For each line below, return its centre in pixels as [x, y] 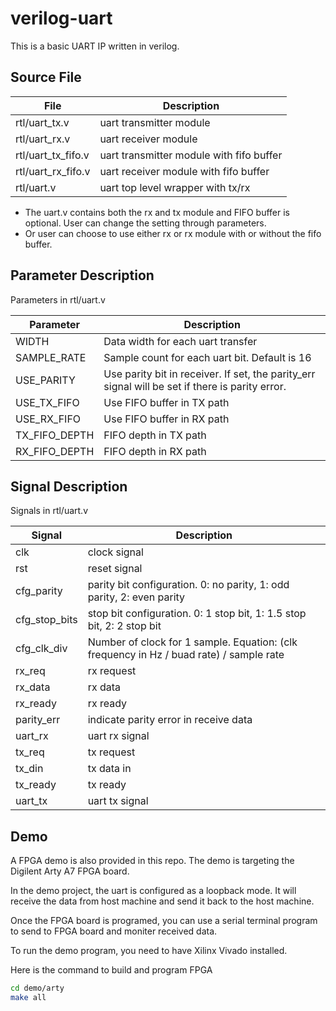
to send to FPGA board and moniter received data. [114, 931]
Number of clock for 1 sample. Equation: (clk [192, 642]
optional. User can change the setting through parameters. [145, 223]
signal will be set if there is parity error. [195, 386]
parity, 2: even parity [136, 597]
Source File [46, 77]
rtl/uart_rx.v [43, 139]
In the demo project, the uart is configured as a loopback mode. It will [153, 891]
